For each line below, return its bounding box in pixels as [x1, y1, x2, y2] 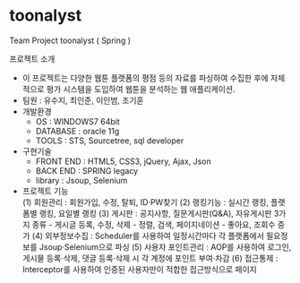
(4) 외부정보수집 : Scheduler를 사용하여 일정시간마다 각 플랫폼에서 [31, 230, 264, 241]
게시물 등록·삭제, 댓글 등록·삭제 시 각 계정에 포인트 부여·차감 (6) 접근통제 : [21, 253, 279, 263]
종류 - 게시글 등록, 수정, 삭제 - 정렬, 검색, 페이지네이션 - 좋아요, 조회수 [31, 219, 276, 229]
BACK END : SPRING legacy [35, 165, 139, 176]
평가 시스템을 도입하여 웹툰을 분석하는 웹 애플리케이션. [46, 83, 236, 94]
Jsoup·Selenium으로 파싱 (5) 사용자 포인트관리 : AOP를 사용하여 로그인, [39, 241, 292, 252]
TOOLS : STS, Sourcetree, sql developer [35, 135, 184, 146]
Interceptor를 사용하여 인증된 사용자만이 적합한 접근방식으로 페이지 [21, 263, 257, 274]
